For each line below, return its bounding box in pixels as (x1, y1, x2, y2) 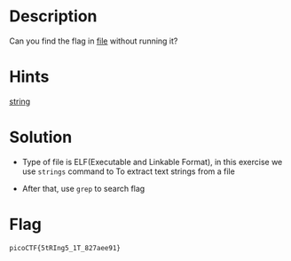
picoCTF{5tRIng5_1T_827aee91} (9, 243, 122, 252)
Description (9, 6, 98, 27)
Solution (9, 127, 73, 147)
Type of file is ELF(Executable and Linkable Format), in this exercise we (21, 156, 283, 167)
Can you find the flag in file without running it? (9, 36, 178, 46)
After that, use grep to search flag (21, 183, 145, 194)
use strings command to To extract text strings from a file (21, 166, 235, 177)
